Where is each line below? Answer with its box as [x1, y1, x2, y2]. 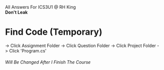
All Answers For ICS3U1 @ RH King [5, 4, 76, 10]
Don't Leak [5, 9, 28, 15]
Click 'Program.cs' [9, 47, 47, 53]
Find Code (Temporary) [5, 26, 102, 38]
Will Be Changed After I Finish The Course [5, 59, 91, 65]
